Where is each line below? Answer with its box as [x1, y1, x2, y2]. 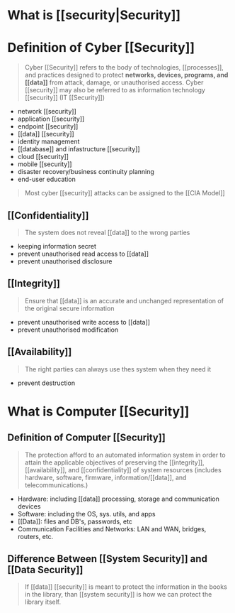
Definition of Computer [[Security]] [7, 432, 166, 444]
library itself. [24, 597, 62, 607]
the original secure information [24, 304, 115, 313]
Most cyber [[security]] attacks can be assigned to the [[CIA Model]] [24, 189, 225, 197]
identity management [17, 137, 80, 146]
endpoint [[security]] [17, 122, 79, 131]
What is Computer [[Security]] [7, 403, 190, 419]
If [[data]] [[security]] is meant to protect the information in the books [24, 582, 228, 591]
